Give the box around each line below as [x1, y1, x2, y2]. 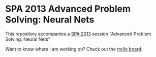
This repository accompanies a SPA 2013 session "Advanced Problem [5, 31, 151, 37]
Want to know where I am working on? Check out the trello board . [5, 46, 143, 52]
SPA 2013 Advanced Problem [5, 3, 131, 15]
